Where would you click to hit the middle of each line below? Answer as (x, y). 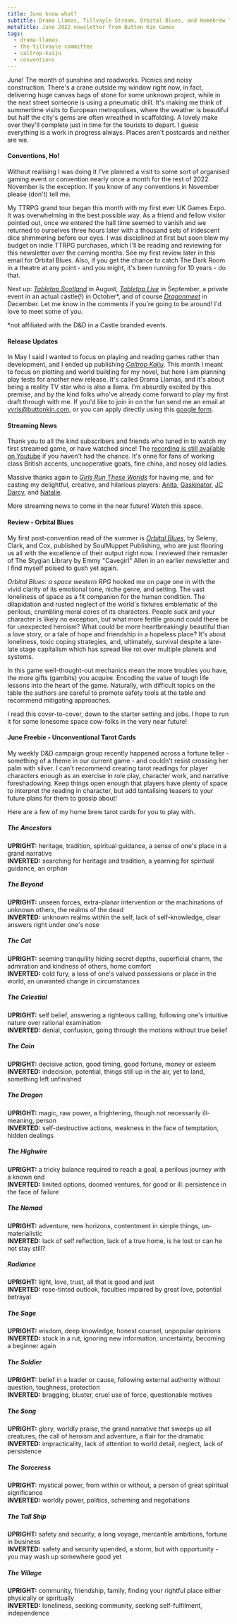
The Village (25, 1573)
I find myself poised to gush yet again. (63, 568)
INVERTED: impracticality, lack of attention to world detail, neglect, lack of (115, 1444)
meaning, (21, 1120)
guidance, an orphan (38, 868)
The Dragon (25, 1095)
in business (24, 1541)
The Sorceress (29, 1467)
